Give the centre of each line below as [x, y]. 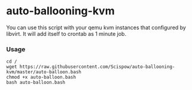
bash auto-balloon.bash [36, 83]
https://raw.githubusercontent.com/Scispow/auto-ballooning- [97, 67]
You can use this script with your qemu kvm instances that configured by [96, 27]
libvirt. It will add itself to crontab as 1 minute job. [66, 33]
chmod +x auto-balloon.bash [41, 77]
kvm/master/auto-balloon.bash [44, 72]
